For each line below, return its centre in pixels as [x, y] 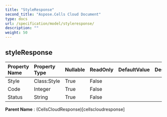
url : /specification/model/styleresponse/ [50, 23]
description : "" [22, 28]
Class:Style [47, 81]
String [41, 97]
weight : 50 [16, 33]
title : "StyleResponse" [30, 10]
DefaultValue [134, 70]
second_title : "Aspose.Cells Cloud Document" [53, 14]
